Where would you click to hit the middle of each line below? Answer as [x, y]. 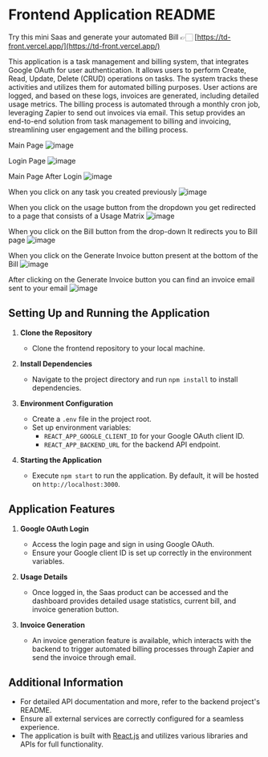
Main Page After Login [45, 176]
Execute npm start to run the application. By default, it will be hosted [145, 476]
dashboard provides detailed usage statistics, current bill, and [134, 601]
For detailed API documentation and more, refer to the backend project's [140, 702]
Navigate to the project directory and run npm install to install [135, 379]
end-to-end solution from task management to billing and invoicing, [120, 121]
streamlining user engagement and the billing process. [98, 129]
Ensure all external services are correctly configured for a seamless [132, 719]
